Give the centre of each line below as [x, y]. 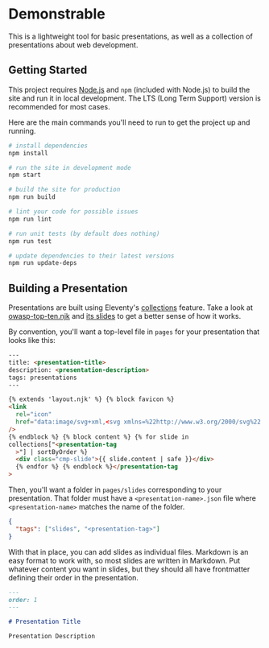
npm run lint [30, 219]
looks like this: [32, 341]
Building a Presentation [68, 288]
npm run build [32, 197]
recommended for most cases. [59, 106]
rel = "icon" [34, 415]
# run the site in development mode [70, 167]
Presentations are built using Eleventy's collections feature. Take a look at [131, 307]
